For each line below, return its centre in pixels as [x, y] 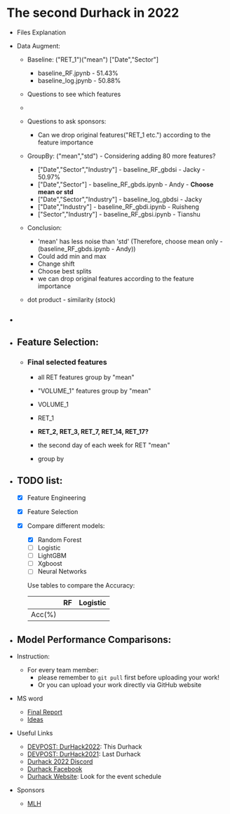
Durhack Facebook [55, 769]
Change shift [56, 264]
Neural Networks [62, 571]
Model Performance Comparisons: [94, 639]
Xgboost [50, 564]
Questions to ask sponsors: [67, 121]
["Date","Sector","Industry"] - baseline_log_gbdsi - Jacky [120, 199]
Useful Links [35, 733]
